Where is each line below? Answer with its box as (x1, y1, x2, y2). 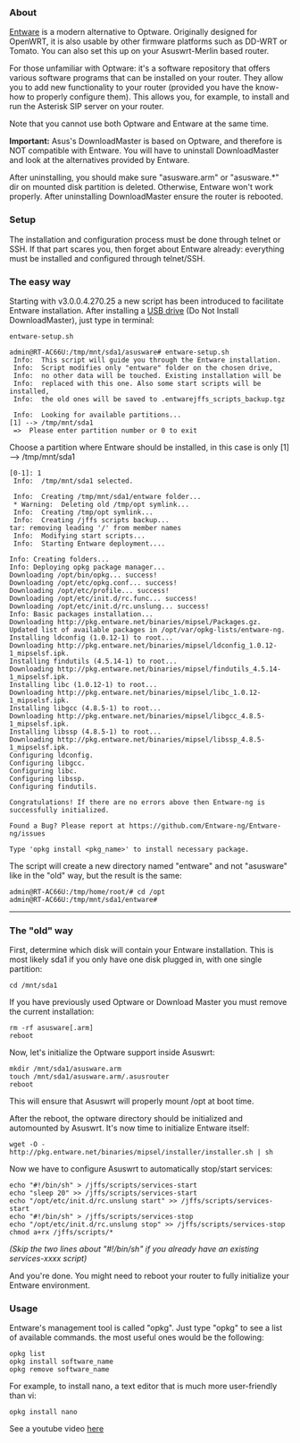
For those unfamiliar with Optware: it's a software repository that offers (9, 63, 271, 73)
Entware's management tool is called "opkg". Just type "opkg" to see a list (9, 1323, 283, 1334)
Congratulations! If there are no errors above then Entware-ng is (9, 797, 266, 807)
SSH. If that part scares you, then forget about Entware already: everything (9, 244, 285, 254)
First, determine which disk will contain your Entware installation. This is (9, 945, 274, 956)
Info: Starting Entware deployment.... (12, 539, 166, 548)
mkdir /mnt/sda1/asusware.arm (9, 1064, 122, 1074)
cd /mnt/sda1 (9, 981, 58, 991)
